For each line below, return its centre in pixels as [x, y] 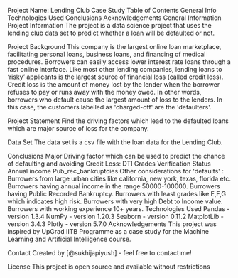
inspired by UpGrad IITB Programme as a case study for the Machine [108, 231]
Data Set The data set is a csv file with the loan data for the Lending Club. [115, 142]
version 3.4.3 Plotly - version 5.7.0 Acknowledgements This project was [112, 224]
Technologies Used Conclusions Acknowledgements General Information [114, 18]
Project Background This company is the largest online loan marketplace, [114, 47]
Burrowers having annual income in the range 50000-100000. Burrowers [114, 186]
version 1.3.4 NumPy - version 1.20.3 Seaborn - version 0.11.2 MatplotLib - [115, 216]
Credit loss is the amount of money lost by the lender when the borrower [114, 84]
